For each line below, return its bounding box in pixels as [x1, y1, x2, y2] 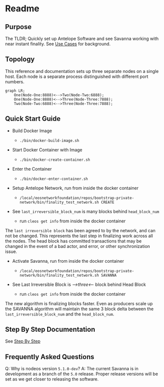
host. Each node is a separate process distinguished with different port [5, 73, 149, 79]
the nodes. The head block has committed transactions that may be [5, 238, 142, 244]
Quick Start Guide [5, 114, 61, 123]
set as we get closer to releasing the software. [5, 376, 99, 382]
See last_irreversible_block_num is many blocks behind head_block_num [12, 208, 160, 214]
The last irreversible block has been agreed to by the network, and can [5, 227, 156, 233]
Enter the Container [12, 166, 52, 172]
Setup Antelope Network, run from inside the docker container [12, 185, 139, 191]
